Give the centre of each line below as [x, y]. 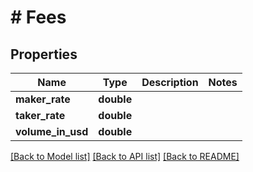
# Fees [38, 17]
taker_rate [40, 115]
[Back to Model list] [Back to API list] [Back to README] [125, 156]
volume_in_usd [52, 131]
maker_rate [43, 99]
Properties [44, 54]
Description [170, 82]
